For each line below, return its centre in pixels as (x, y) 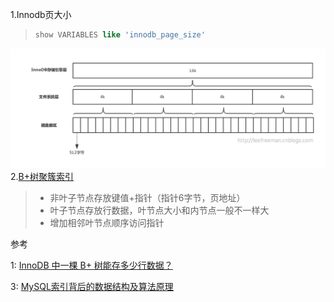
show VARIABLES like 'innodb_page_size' (120, 35)
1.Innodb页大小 (41, 14)
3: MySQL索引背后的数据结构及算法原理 (92, 286)
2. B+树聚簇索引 (42, 176)
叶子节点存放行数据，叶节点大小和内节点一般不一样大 (159, 210)
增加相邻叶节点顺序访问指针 (107, 222)
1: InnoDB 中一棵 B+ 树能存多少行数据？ (91, 265)
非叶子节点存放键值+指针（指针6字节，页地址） (147, 197)
